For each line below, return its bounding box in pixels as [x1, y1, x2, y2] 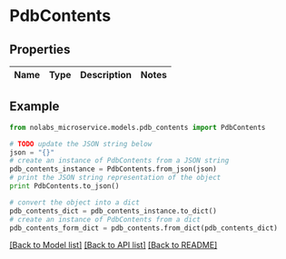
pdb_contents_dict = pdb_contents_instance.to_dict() [9, 206, 218, 215]
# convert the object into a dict [9, 197, 141, 207]
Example [9, 99, 60, 115]
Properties [9, 42, 71, 57]
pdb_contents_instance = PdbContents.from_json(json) [9, 164, 218, 174]
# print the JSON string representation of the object [9, 174, 222, 183]
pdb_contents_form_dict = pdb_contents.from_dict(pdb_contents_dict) [9, 224, 279, 233]
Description [80, 69, 132, 81]
